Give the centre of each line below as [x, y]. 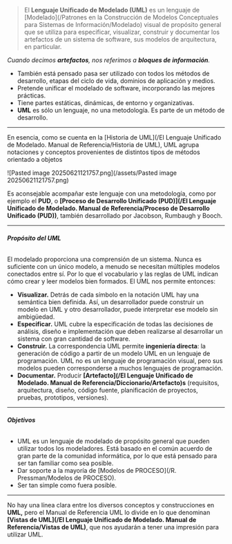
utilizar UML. [25, 534]
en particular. [43, 47]
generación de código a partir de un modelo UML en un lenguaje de [114, 354]
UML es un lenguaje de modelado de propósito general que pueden [113, 441]
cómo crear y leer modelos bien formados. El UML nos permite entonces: [112, 281]
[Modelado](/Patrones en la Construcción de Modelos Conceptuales [121, 17]
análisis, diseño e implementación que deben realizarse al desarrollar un [120, 332]
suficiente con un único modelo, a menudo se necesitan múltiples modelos [114, 267]
